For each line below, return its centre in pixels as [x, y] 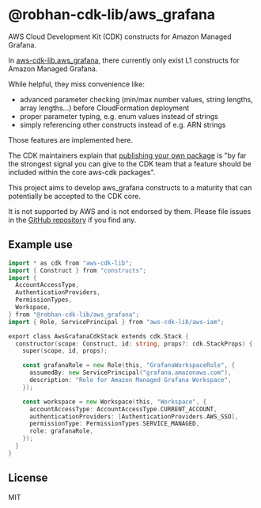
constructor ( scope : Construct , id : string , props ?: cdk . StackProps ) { [134, 344]
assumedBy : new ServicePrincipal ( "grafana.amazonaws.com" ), [130, 373]
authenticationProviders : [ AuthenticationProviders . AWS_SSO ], [134, 416]
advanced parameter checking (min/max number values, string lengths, [136, 99]
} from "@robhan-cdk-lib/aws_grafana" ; [74, 315]
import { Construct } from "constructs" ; [78, 270]
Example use [41, 244]
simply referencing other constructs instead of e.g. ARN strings [123, 124]
